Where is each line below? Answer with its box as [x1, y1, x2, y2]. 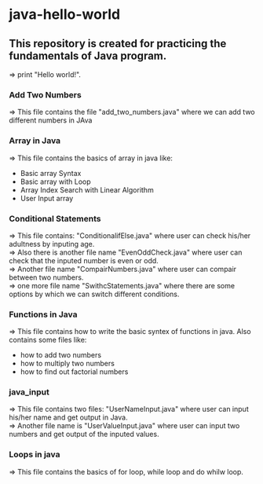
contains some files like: [9, 335, 87, 345]
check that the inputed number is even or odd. [9, 255, 159, 265]
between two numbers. [9, 273, 84, 282]
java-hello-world [9, 5, 121, 24]
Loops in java [9, 449, 60, 460]
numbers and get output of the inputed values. [9, 430, 159, 439]
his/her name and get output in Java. [9, 412, 128, 422]
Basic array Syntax [20, 168, 82, 178]
